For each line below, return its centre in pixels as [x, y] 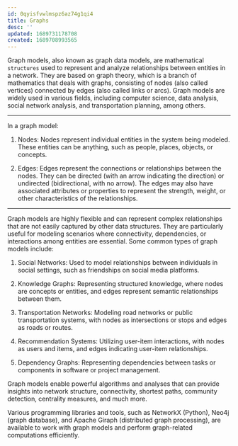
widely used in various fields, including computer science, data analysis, [113, 98]
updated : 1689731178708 [42, 34]
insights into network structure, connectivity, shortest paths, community [112, 391]
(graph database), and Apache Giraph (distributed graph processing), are [114, 420]
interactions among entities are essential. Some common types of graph [113, 241]
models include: [31, 249]
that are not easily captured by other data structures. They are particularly [115, 227]
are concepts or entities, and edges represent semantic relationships [118, 292]
